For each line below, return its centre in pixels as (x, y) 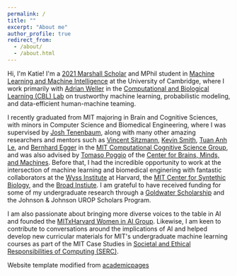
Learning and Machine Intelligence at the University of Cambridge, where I (116, 81)
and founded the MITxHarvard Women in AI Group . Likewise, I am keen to (114, 221)
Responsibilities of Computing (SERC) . (63, 251)
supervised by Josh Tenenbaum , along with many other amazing (102, 132)
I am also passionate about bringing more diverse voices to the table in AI (114, 214)
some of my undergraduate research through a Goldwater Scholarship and (116, 192)
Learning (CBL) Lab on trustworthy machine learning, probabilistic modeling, (119, 96)
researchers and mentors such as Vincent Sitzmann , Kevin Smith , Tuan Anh (117, 139)
